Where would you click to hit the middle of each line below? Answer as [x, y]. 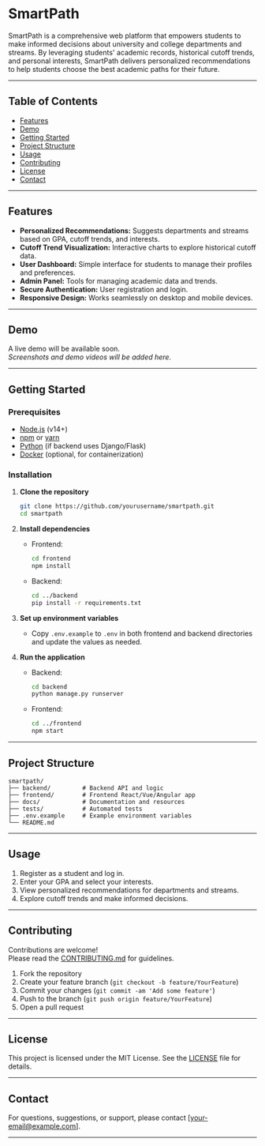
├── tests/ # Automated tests [76, 809]
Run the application [52, 657]
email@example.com [42, 1126]
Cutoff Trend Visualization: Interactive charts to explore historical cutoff [138, 247]
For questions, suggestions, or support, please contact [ [99, 1118]
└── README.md [32, 822]
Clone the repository [54, 492]
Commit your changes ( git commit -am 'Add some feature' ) [117, 990]
